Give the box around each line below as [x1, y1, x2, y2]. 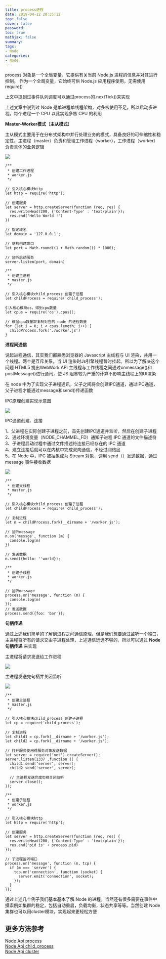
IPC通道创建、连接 [5, 418, 43, 424]
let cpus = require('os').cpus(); [5, 310, 77, 315]
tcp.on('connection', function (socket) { [14, 870, 103, 875]
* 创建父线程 [7, 483, 31, 488]
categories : [5, 53, 30, 58]
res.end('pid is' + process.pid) [9, 843, 79, 848]
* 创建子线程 [7, 570, 31, 575]
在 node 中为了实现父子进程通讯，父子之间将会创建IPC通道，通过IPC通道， [5, 381, 158, 387]
